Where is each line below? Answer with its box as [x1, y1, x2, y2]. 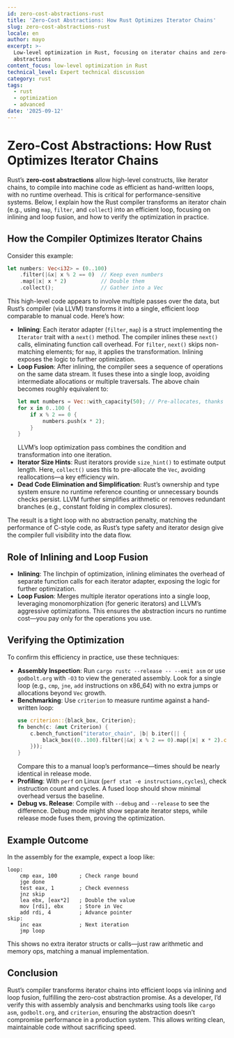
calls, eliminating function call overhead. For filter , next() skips [17, 340, 204, 348]
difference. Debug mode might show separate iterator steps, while [17, 807, 208, 815]
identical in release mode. [17, 769, 92, 778]
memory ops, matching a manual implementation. [7, 947, 150, 955]
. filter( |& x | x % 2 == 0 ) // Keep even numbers [19, 272, 164, 279]
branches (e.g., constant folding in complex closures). [17, 503, 173, 511]
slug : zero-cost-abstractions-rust [7, 23, 111, 30]
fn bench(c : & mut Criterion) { [17, 723, 109, 730]
